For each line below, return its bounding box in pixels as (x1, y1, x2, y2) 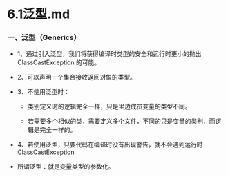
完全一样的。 (39, 126, 77, 134)
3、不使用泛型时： (17, 88, 70, 96)
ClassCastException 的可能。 (17, 58, 101, 66)
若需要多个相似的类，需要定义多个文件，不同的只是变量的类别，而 (27, 117, 216, 125)
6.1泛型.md (7, 6, 70, 22)
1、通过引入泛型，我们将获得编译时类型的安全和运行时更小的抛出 (17, 50, 202, 58)
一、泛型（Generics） (7, 32, 82, 42)
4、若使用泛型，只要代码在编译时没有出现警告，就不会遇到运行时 (17, 140, 203, 149)
